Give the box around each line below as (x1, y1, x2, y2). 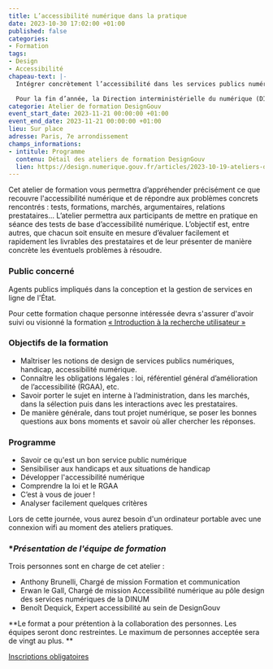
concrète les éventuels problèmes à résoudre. (8, 245, 162, 255)
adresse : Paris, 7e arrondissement (8, 132, 129, 141)
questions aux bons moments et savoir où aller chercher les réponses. (19, 416, 256, 426)
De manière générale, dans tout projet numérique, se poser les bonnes (19, 407, 258, 417)
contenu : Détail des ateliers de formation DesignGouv (15, 155, 206, 163)
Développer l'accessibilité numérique (19, 472, 145, 482)
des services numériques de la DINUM (19, 594, 150, 604)
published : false (8, 27, 67, 35)
